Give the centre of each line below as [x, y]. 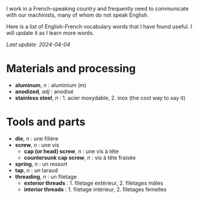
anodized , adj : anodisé [44, 91]
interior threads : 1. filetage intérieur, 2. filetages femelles [95, 189]
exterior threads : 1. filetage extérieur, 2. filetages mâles [94, 183]
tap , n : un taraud [36, 170]
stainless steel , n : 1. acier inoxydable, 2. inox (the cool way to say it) [100, 97]
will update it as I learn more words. [50, 33]
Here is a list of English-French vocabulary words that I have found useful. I [99, 27]
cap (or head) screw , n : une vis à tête [71, 151]
